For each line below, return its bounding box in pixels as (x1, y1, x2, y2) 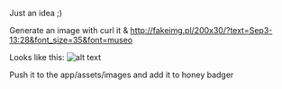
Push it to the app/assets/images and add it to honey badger (9, 69, 234, 80)
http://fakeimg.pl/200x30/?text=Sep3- (130, 25, 273, 35)
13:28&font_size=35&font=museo (9, 35, 133, 45)
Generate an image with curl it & (9, 25, 129, 35)
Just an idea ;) (9, 8, 63, 18)
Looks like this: (9, 52, 65, 62)
